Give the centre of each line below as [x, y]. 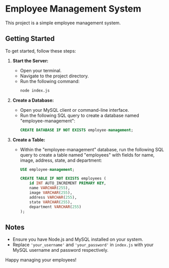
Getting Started [30, 39]
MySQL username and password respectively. [60, 250]
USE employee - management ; [47, 169]
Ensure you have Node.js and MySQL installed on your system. [78, 239]
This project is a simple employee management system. [63, 23]
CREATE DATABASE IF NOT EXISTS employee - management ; [77, 130]
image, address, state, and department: [61, 160]
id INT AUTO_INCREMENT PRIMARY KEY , [68, 183]
